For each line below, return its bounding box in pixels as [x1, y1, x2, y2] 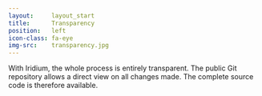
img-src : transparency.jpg [8, 42, 110, 50]
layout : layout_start [8, 11, 95, 20]
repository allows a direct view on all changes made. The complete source [8, 72, 254, 82]
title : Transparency [8, 19, 95, 27]
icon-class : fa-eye [8, 34, 74, 42]
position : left [8, 26, 67, 34]
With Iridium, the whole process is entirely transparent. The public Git [8, 63, 237, 73]
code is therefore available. [8, 81, 99, 90]
